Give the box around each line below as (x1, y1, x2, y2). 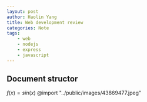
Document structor (6, 74, 78, 84)
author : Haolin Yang (6, 14, 58, 20)
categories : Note (6, 25, 49, 31)
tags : (6, 30, 20, 36)
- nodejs (17, 42, 39, 47)
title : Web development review (6, 19, 83, 25)
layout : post (6, 8, 39, 15)
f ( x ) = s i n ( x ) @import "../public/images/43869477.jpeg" (6, 89, 142, 97)
